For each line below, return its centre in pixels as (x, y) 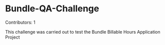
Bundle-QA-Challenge (52, 9)
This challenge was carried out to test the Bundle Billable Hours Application (83, 32)
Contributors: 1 (20, 22)
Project (12, 37)
